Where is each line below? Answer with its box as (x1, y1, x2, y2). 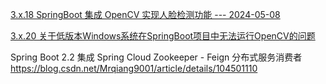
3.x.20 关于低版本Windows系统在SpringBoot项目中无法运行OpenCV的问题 (10, 30, 316, 42)
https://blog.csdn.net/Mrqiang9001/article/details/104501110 (10, 63, 258, 74)
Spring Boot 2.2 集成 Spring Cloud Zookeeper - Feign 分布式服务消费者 (10, 51, 303, 63)
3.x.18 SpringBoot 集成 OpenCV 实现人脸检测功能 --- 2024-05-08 (10, 9, 281, 20)
